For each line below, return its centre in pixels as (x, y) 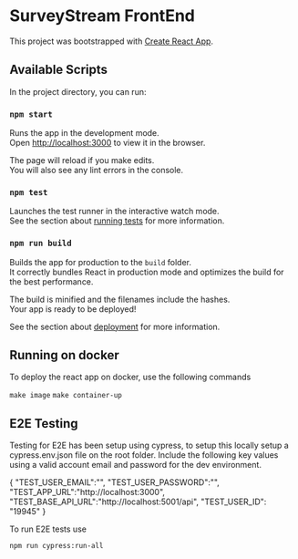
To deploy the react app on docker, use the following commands (130, 377)
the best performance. (51, 281)
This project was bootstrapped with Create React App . (112, 41)
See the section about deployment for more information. (115, 326)
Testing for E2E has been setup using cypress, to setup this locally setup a (149, 445)
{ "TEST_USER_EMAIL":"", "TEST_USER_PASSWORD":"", (115, 482)
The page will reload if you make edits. (82, 160)
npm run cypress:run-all (57, 546)
